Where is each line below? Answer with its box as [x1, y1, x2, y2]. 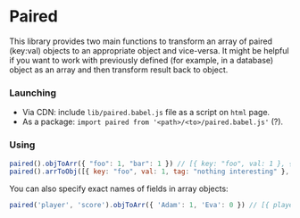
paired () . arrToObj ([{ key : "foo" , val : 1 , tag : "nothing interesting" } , [9, 167, 290, 176]
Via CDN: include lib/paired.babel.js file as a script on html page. [21, 107, 271, 118]
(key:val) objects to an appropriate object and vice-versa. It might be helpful [9, 45, 289, 55]
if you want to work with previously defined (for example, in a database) [9, 54, 274, 65]
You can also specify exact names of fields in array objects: [9, 183, 229, 194]
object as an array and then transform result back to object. [9, 64, 229, 75]
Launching [9, 87, 56, 99]
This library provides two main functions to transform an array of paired [9, 36, 273, 46]
